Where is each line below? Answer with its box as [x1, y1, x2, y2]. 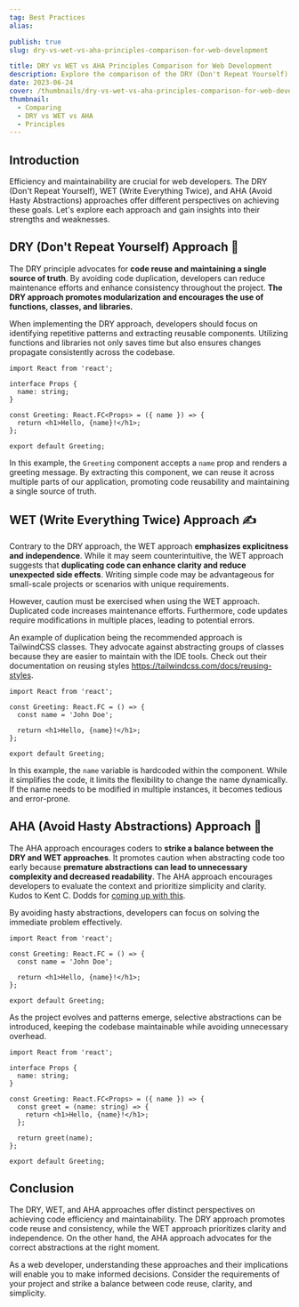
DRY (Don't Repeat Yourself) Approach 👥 [9, 239, 239, 254]
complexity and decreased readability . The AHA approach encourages [9, 871, 273, 882]
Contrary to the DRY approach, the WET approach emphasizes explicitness [9, 540, 289, 552]
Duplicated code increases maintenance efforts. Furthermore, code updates [9, 605, 288, 616]
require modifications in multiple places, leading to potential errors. [9, 615, 255, 625]
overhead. [9, 1030, 47, 1041]
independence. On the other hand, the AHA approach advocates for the [9, 1233, 272, 1244]
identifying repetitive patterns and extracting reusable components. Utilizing [9, 327, 288, 338]
